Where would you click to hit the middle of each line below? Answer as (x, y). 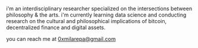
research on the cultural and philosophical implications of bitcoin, (86, 21)
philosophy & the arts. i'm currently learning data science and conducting (96, 15)
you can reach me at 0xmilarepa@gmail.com (61, 39)
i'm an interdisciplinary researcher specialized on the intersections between (99, 9)
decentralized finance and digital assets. (56, 27)
